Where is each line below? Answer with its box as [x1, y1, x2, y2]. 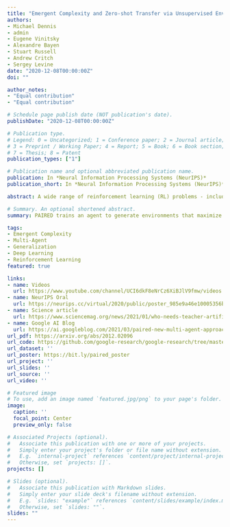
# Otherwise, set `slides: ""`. [7, 504, 106, 511]
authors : [7, 16, 32, 23]
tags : [7, 224, 23, 231]
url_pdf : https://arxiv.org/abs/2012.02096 [7, 332, 133, 340]
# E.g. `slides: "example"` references [7, 497, 127, 504]
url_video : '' [7, 377, 48, 384]
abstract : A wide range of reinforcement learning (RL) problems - [7, 193, 204, 200]
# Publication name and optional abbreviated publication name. [7, 168, 194, 175]
